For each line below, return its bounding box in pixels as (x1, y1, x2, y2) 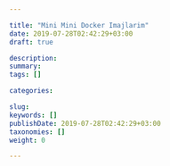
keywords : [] (9, 111, 58, 120)
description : (9, 54, 58, 62)
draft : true (9, 37, 53, 46)
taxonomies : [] (9, 127, 66, 137)
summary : (9, 62, 42, 71)
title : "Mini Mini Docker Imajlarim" (9, 21, 150, 29)
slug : (9, 103, 29, 112)
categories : (9, 87, 53, 95)
